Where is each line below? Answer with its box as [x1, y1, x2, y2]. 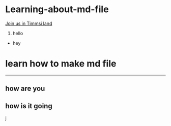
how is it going [5, 102, 52, 110]
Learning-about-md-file [5, 4, 109, 15]
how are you [5, 84, 45, 93]
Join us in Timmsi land [5, 20, 52, 26]
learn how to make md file [5, 58, 117, 70]
